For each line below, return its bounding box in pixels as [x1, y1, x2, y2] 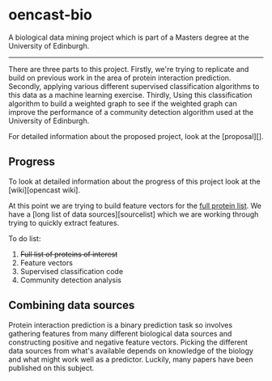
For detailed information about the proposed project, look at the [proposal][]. [8, 131, 264, 141]
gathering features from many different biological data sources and [8, 328, 232, 338]
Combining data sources [8, 298, 135, 312]
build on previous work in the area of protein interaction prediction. [8, 73, 232, 83]
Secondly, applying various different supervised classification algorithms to [8, 81, 260, 91]
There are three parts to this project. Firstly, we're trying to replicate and [8, 64, 249, 74]
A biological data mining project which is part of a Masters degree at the [8, 32, 249, 42]
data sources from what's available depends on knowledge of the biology [8, 345, 253, 355]
